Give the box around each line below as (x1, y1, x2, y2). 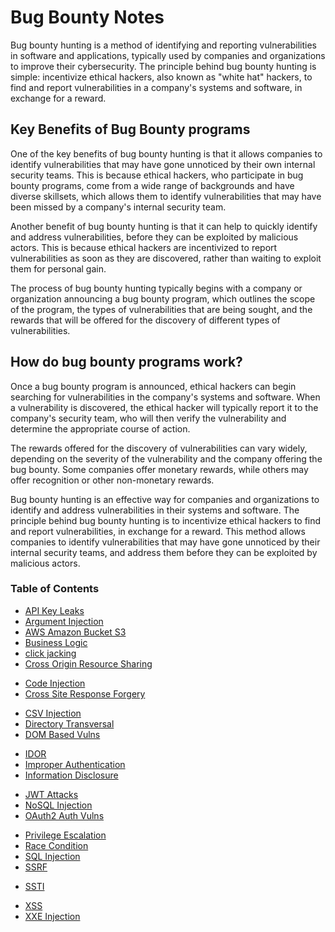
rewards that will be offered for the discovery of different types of (10, 314, 281, 326)
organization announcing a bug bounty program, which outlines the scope (10, 292, 316, 305)
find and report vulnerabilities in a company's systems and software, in (10, 81, 303, 93)
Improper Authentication (24, 758, 126, 770)
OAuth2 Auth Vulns (24, 809, 105, 821)
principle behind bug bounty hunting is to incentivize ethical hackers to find (10, 514, 322, 526)
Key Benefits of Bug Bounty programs (10, 121, 251, 138)
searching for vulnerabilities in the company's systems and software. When (10, 391, 321, 403)
